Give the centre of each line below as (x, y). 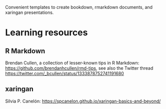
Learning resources (47, 33)
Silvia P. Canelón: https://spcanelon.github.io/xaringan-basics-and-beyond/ (83, 101)
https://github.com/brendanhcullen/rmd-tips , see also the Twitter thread (79, 68)
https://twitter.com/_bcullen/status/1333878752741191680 (65, 73)
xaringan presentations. (29, 12)
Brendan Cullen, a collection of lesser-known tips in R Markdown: (72, 63)
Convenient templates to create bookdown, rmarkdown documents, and (79, 7)
